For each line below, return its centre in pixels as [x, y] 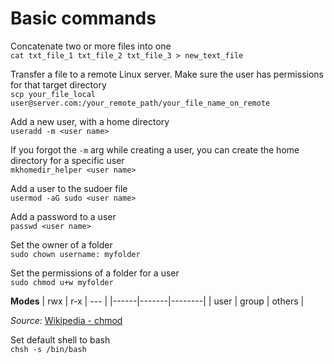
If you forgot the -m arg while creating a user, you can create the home [155, 149]
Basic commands [83, 18]
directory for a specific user [67, 160]
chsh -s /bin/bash [48, 349]
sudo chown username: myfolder [75, 254]
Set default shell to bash [60, 339]
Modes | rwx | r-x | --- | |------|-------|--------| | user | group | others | [157, 301]
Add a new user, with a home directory [90, 121]
